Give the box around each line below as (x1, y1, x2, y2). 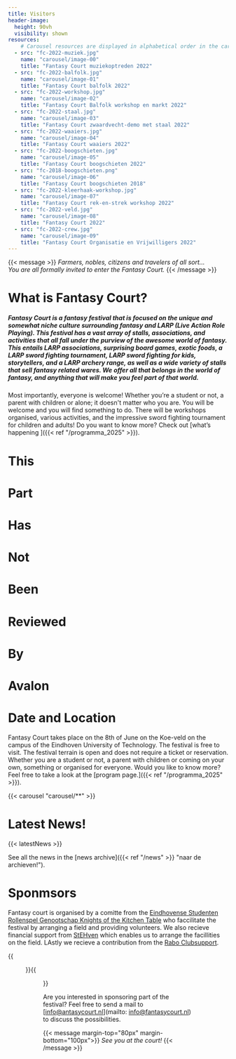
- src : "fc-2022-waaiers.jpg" (14, 128, 102, 135)
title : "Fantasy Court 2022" (20, 219, 106, 226)
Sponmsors (8, 885, 77, 901)
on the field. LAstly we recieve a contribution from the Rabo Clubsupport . (8, 938, 219, 947)
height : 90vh (14, 23, 53, 30)
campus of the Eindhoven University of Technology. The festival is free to (8, 740, 220, 749)
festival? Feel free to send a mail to (43, 1000, 144, 1008)
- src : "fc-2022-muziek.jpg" (14, 50, 99, 57)
